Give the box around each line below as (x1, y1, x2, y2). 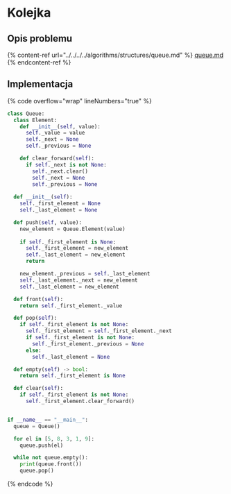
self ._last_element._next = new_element (19, 276, 138, 284)
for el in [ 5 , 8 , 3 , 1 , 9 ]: (13, 435, 95, 442)
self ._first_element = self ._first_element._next (25, 327, 172, 334)
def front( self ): (13, 296, 64, 303)
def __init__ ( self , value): (19, 123, 101, 130)
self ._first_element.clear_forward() (25, 398, 135, 405)
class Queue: (7, 110, 45, 117)
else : (25, 347, 42, 354)
